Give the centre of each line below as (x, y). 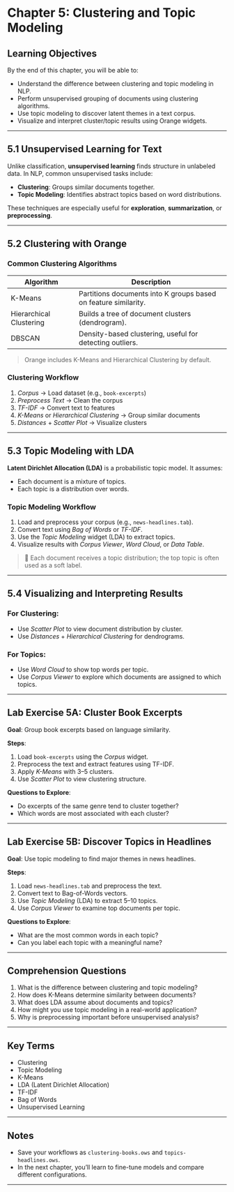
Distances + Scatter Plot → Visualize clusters (82, 422)
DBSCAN (25, 338)
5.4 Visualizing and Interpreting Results (95, 594)
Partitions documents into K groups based (148, 293)
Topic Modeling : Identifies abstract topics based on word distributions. (119, 194)
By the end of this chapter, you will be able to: (73, 70)
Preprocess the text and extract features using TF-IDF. (95, 764)
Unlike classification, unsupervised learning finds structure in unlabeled (111, 166)
